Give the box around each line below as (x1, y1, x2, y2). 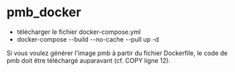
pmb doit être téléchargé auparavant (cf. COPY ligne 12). (6, 56, 170, 64)
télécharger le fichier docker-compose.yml (16, 28, 141, 36)
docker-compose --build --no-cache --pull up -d (16, 35, 160, 43)
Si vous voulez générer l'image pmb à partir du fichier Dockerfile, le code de (6, 49, 228, 57)
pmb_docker (6, 4, 82, 20)
